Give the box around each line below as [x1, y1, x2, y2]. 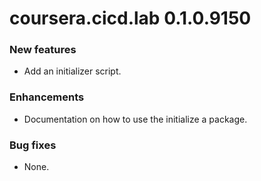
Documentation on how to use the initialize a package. [23, 113, 248, 125]
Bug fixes [9, 138, 57, 152]
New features [9, 43, 77, 57]
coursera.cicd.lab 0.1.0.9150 [9, 7, 252, 30]
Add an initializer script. [23, 65, 122, 77]
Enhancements [9, 90, 85, 104]
